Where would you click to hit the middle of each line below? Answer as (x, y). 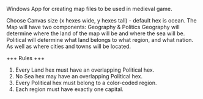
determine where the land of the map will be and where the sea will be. (96, 33)
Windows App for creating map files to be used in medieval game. (89, 9)
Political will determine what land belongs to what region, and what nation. (100, 40)
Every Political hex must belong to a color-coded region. (86, 83)
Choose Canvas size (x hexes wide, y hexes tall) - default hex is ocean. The (102, 20)
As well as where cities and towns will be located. (69, 46)
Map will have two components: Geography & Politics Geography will (93, 27)
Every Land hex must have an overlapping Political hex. (85, 70)
